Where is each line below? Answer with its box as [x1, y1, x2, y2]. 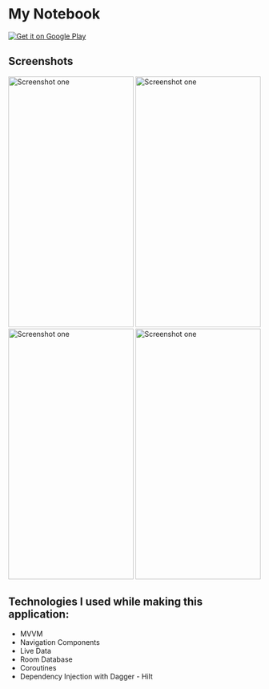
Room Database [19, 655, 74, 664]
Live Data [19, 646, 52, 655]
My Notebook [8, 5, 101, 23]
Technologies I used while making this [8, 595, 203, 609]
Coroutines [19, 663, 57, 672]
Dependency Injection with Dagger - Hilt [19, 671, 154, 681]
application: [8, 607, 70, 622]
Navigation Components [19, 637, 100, 646]
